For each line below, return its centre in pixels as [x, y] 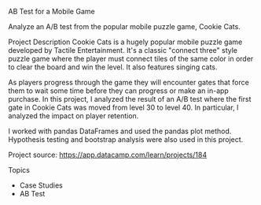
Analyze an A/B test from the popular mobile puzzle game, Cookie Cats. [125, 26]
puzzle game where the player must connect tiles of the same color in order [131, 59]
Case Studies [41, 185]
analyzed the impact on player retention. [74, 116]
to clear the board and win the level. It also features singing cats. [113, 67]
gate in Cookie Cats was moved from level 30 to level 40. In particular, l [123, 107]
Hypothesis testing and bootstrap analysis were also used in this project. [126, 140]
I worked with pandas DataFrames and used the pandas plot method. [120, 131]
